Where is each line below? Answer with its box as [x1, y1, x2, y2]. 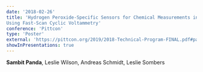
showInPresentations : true [6, 43, 74, 49]
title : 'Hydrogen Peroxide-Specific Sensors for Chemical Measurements [6, 14, 190, 20]
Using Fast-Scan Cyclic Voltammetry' [6, 20, 101, 26]
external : [6, 37, 31, 43]
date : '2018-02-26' [6, 8, 56, 15]
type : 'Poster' [6, 31, 45, 37]
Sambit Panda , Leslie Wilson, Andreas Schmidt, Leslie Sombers [6, 58, 165, 66]
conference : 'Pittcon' [6, 25, 63, 32]
